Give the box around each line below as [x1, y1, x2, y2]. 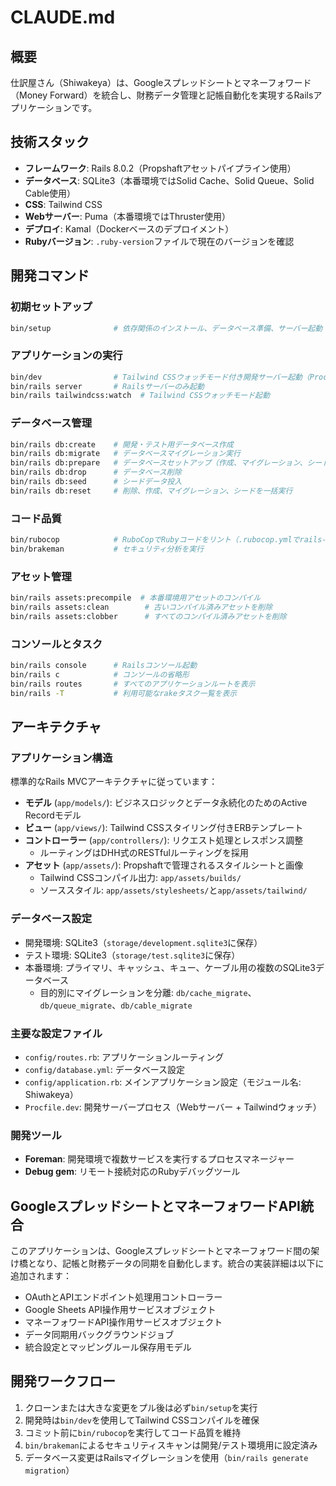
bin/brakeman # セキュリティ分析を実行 [10, 544, 205, 555]
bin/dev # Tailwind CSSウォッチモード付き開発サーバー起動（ [10, 372, 310, 382]
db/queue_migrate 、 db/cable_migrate [39, 999, 193, 1011]
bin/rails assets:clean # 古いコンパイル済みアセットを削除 [10, 602, 273, 613]
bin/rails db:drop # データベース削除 [10, 467, 182, 478]
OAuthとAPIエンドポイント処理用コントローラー [24, 1291, 223, 1303]
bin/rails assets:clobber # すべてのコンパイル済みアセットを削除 [10, 611, 287, 621]
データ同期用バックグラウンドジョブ [24, 1329, 175, 1340]
